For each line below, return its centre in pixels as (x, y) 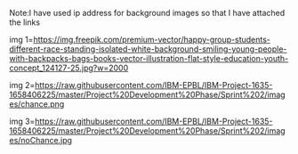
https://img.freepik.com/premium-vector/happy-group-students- (152, 40)
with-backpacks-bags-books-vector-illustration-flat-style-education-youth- (149, 58)
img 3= (22, 121)
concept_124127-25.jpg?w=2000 (69, 68)
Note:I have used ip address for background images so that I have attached (147, 13)
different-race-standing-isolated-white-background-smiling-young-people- (148, 49)
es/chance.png (37, 104)
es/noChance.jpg (41, 140)
